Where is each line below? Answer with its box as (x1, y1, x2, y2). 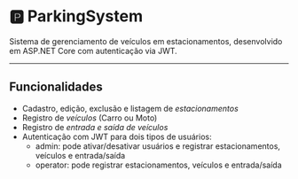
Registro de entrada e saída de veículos (21, 121, 169, 132)
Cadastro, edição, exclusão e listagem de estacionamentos (21, 103, 239, 113)
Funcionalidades (9, 80, 104, 95)
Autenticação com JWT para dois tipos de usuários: (21, 131, 212, 142)
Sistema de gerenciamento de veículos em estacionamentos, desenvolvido (9, 35, 283, 46)
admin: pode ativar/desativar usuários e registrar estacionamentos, (35, 140, 281, 152)
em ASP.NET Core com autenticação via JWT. (9, 45, 177, 56)
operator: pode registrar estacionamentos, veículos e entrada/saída (35, 160, 282, 170)
